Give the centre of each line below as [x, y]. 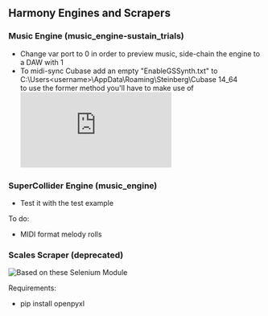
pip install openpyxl [52, 304]
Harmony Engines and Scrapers [90, 13]
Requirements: [32, 288]
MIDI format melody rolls [61, 234]
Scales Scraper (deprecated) [66, 255]
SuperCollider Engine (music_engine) [83, 186]
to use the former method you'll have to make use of [107, 88]
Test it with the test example [67, 203]
